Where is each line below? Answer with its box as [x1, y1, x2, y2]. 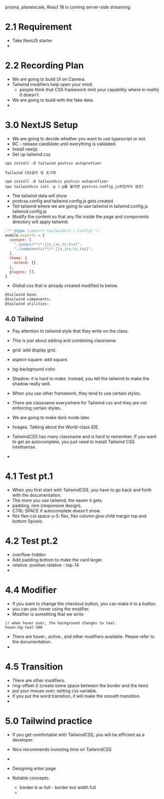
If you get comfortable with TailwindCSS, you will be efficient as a [12, 731, 145, 738]
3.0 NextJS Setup [5, 120, 78, 131]
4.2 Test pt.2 [5, 535, 58, 546]
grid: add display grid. [12, 347, 57, 353]
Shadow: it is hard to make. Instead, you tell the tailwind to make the [12, 375, 150, 381]
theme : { [9, 256, 27, 261]
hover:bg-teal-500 [5, 625, 43, 630]
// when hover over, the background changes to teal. [5, 620, 117, 625]
